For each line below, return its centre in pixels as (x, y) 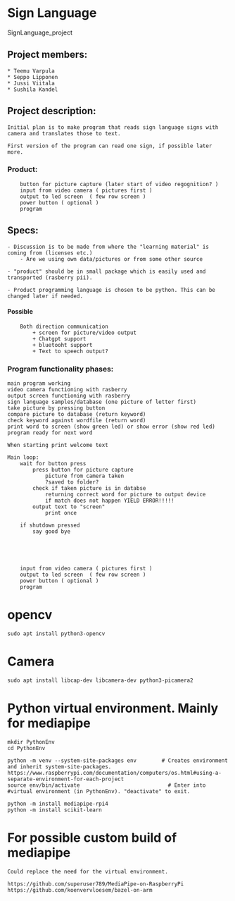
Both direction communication (64, 326)
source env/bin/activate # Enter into (107, 785)
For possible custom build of (92, 838)
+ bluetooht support (63, 345)
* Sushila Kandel (33, 90)
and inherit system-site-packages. (59, 766)
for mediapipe (49, 723)
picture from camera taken (84, 476)
